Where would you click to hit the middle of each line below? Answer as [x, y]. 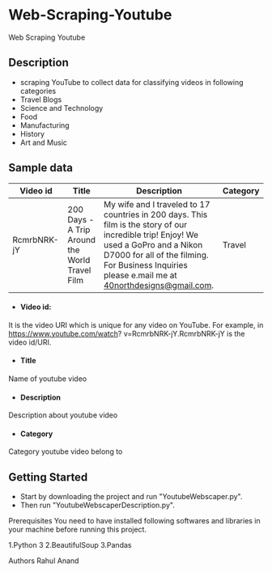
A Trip [79, 230]
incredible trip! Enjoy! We [151, 235]
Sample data [40, 168]
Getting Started [48, 477]
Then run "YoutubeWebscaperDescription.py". [98, 505]
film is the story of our [146, 224]
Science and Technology [62, 108]
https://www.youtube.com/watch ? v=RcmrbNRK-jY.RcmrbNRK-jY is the [127, 333]
